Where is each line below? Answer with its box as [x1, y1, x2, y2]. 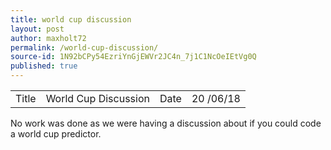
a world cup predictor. [10, 128, 102, 140]
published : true [10, 61, 78, 71]
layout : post [10, 24, 65, 34]
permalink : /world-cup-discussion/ [10, 42, 159, 53]
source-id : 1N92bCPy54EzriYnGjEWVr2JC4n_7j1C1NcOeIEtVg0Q [10, 52, 257, 62]
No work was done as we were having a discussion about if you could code [10, 117, 322, 129]
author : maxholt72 [10, 33, 87, 43]
